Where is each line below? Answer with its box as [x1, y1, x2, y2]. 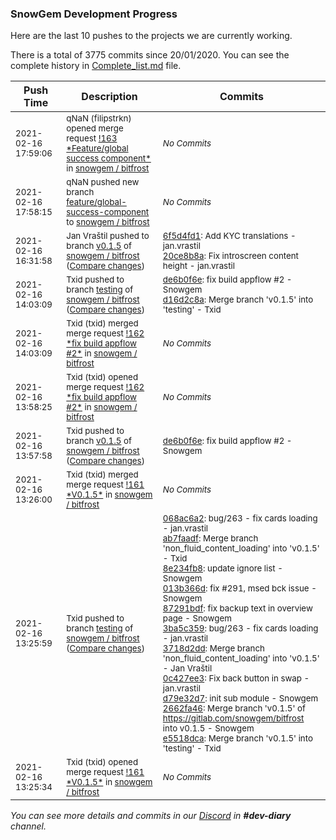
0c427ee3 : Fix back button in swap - [162, 673, 310, 684]
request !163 [66, 133, 118, 144]
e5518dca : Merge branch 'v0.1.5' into [162, 733, 313, 744]
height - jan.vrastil [162, 260, 235, 272]
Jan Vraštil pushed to [66, 230, 150, 242]
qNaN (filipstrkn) [66, 113, 132, 124]
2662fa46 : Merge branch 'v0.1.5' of [162, 703, 306, 714]
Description [81, 90, 138, 104]
